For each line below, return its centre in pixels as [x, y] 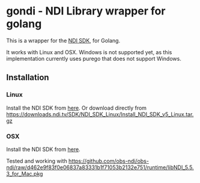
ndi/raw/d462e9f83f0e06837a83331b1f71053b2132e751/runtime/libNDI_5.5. [100, 167]
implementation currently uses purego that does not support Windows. [94, 58]
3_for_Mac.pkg [25, 173]
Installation [28, 77]
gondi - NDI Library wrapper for [86, 11]
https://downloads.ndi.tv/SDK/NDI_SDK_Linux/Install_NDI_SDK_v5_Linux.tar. [100, 114]
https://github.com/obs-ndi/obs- [108, 161]
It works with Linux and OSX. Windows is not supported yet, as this [89, 52]
